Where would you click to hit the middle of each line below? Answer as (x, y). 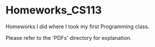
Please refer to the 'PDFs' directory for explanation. (69, 38)
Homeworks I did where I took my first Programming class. (77, 26)
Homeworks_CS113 (54, 10)
